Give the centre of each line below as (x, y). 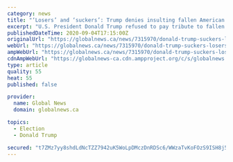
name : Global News (40, 103)
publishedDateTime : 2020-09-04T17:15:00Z (68, 33)
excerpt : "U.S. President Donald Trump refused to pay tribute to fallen (116, 26)
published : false (32, 84)
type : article (28, 65)
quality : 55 (24, 71)
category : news (29, 13)
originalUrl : (26, 39)
